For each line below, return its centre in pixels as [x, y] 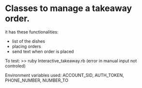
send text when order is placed [43, 51]
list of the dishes [28, 41]
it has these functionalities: [32, 32]
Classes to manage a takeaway [68, 8]
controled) [15, 66]
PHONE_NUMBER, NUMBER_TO [37, 80]
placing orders [26, 46]
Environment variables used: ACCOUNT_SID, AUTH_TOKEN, [64, 75]
